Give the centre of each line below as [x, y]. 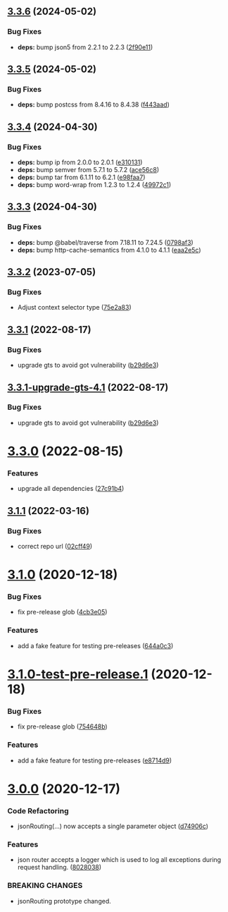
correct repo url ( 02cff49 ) [55, 546]
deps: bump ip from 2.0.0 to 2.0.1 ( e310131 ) [80, 162]
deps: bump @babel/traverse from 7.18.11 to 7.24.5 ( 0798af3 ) [105, 242]
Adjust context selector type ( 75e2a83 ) [74, 308]
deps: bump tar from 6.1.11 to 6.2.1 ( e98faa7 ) [81, 177]
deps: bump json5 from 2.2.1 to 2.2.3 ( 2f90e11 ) [85, 47]
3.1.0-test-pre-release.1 [78, 674]
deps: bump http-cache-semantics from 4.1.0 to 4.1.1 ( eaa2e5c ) [109, 250]
